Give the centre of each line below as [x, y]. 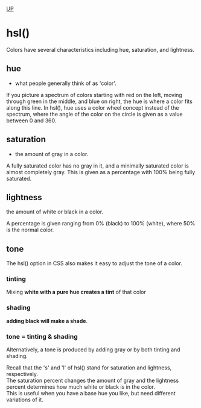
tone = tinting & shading [42, 336]
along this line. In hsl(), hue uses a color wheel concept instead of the [93, 107]
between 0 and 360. [31, 121]
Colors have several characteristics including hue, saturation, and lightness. [101, 49]
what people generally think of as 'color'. [65, 83]
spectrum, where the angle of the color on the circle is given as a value [94, 114]
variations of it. [25, 400]
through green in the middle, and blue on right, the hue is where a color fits [100, 101]
